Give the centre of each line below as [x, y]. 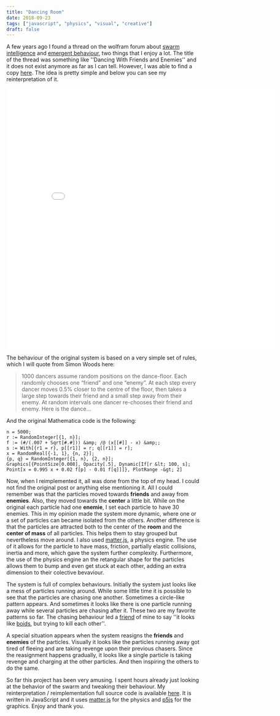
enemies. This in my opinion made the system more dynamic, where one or [101, 514]
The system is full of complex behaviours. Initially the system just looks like [101, 584]
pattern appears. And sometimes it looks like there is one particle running [99, 604]
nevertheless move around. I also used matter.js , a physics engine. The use [102, 540]
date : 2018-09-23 [29, 18]
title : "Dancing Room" [35, 12]
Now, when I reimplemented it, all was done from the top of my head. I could [103, 481]
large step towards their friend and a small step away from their [102, 396]
